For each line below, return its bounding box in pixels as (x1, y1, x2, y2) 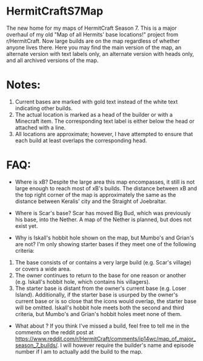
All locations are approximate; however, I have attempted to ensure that (15, 130, 193, 137)
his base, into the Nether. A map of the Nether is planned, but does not (15, 216, 192, 223)
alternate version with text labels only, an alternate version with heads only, (6, 50, 195, 57)
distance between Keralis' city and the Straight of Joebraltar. (15, 198, 167, 205)
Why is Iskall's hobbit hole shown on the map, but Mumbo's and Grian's (15, 234, 195, 241)
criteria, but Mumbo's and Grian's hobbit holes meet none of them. (15, 310, 182, 317)
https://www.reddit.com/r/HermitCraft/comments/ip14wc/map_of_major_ (15, 335, 196, 342)
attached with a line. (15, 123, 66, 131)
